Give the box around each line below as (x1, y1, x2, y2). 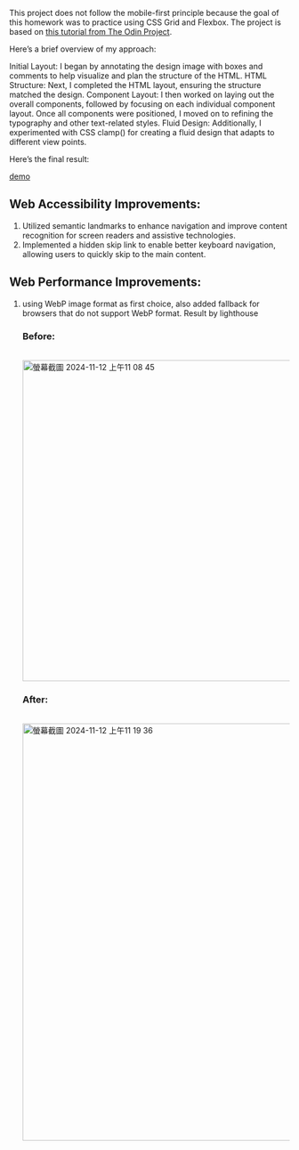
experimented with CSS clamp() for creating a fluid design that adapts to (9, 127, 275, 137)
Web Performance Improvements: (9, 275, 202, 290)
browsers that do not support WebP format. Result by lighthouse (21, 307, 259, 319)
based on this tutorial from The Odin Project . (9, 27, 173, 36)
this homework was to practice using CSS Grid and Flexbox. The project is (9, 17, 282, 28)
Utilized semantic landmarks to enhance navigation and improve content (21, 220, 287, 231)
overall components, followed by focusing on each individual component (9, 99, 276, 109)
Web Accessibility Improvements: (9, 197, 201, 212)
